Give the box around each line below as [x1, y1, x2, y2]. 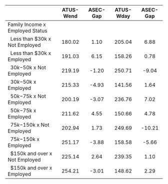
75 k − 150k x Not [10, 122, 49, 128]
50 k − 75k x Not [10, 93, 46, 99]
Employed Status [7, 27, 47, 34]
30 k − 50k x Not [10, 64, 46, 71]
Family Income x [7, 21, 46, 28]
